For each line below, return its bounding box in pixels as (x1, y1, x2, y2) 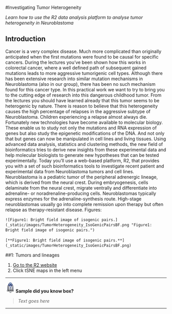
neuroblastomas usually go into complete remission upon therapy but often (5, 201, 164, 207)
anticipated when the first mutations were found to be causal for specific (5, 53, 159, 60)
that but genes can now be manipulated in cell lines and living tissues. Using (5, 136, 166, 142)
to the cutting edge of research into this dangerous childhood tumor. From (5, 92, 162, 98)
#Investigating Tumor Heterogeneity (5, 5, 82, 10)
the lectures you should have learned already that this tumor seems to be (5, 97, 160, 103)
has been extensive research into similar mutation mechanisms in (5, 76, 143, 82)
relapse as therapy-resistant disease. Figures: (5, 207, 102, 213)
